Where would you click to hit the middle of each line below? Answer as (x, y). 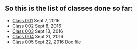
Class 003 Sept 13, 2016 (37, 31)
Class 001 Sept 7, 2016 (36, 20)
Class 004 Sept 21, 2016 (37, 36)
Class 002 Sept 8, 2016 (37, 26)
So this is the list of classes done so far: (69, 8)
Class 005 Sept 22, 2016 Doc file (47, 42)
